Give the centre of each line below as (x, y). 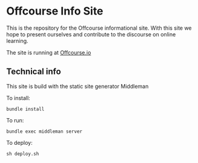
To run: (15, 120)
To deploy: (19, 142)
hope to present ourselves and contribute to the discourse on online (91, 34)
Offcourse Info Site (55, 11)
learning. (17, 41)
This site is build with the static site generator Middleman (78, 86)
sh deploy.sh (23, 154)
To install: (18, 98)
